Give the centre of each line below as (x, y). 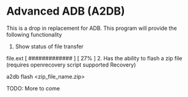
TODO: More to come (33, 88)
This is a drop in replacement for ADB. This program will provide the (92, 28)
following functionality (34, 34)
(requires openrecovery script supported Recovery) (71, 65)
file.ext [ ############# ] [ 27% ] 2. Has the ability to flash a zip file (94, 58)
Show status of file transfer (49, 46)
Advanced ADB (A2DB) (66, 11)
